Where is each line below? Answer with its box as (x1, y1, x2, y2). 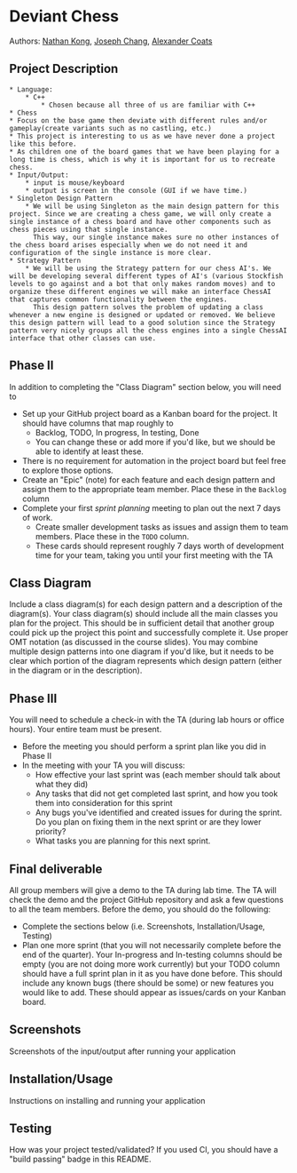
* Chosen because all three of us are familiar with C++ (41, 100, 255, 109)
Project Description (9, 61, 119, 76)
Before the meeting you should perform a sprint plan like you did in (21, 741, 267, 752)
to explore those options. (21, 465, 113, 475)
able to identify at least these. (35, 446, 145, 457)
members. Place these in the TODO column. (35, 531, 190, 541)
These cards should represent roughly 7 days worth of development (35, 540, 285, 551)
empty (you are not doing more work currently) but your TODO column (21, 959, 281, 970)
